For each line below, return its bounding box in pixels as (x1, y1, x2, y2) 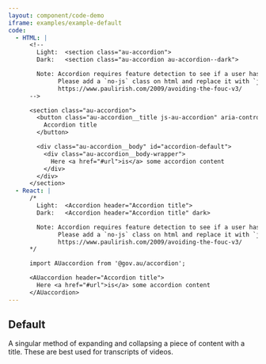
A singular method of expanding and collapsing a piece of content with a (8, 339, 245, 348)
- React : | (15, 187, 51, 195)
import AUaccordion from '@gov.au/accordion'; (28, 260, 186, 267)
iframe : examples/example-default (8, 19, 123, 27)
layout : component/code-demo (8, 11, 104, 20)
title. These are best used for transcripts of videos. (8, 347, 174, 357)
